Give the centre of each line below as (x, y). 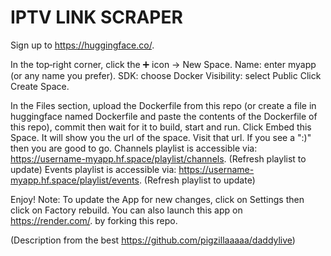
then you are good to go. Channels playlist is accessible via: (134, 148)
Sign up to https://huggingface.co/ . (82, 45)
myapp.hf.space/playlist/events (75, 180)
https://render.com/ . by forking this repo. (94, 220)
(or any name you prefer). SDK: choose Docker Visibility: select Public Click (166, 75)
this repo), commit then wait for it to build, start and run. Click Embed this (161, 127)
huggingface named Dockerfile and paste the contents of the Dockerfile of (164, 116)
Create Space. (40, 86)
